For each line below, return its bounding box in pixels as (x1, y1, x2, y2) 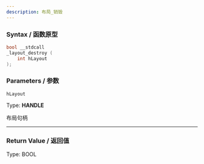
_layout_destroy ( (6, 50, 53, 56)
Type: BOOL (6, 151, 37, 158)
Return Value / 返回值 (6, 136, 70, 145)
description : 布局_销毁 (6, 9, 63, 15)
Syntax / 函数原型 (6, 30, 58, 38)
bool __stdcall (6, 44, 45, 50)
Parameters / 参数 (6, 77, 59, 85)
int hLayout (17, 55, 47, 61)
